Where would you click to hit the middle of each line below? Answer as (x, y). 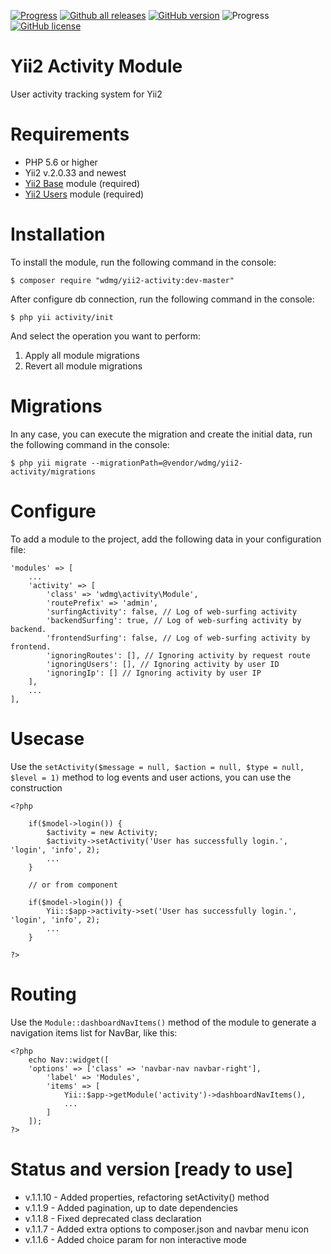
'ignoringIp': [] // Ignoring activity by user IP (154, 673)
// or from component (73, 885)
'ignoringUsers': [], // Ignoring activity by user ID (163, 664)
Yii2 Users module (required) (84, 194)
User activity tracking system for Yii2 (86, 94)
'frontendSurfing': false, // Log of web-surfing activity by (178, 638)
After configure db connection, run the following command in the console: (162, 299)
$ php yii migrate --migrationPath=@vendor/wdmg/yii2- (127, 463)
